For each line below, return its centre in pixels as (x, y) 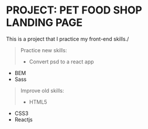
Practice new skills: (44, 50)
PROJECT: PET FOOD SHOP (74, 10)
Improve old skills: (42, 90)
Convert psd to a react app (61, 62)
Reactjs (24, 119)
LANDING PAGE (44, 23)
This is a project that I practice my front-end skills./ (68, 39)
